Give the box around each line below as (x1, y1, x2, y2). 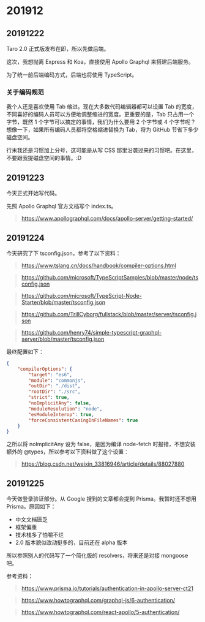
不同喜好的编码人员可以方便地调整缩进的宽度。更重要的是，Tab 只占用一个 (6, 111, 195, 118)
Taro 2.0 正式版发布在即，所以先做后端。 (6, 45, 110, 52)
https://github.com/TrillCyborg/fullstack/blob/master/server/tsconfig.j (21, 310, 197, 317)
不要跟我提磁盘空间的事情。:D (6, 154, 82, 162)
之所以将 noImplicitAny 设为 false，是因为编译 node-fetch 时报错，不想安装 (6, 441, 196, 448)
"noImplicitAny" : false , (28, 400, 92, 406)
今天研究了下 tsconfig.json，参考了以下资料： (6, 249, 121, 257)
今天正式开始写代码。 (6, 189, 60, 197)
